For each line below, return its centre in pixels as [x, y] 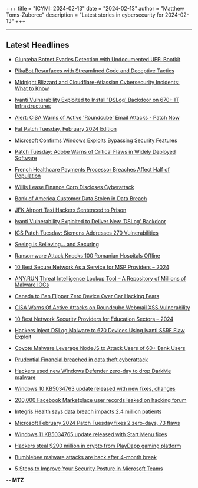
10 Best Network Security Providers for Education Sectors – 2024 [94, 319]
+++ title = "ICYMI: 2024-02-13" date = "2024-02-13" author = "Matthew [95, 9]
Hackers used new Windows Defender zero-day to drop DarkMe [93, 371]
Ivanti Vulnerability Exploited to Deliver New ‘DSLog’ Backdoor [90, 221]
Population [28, 176]
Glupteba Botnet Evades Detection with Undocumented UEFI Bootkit [98, 59]
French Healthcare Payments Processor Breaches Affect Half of [92, 169]
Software [26, 158]
